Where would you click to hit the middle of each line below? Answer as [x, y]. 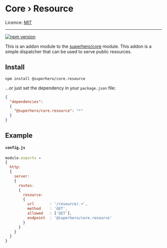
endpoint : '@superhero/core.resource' [70, 218]
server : [22, 176]
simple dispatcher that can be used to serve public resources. [69, 51]
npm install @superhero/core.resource [45, 79]
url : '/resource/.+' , [57, 204]
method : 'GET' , [47, 209]
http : [15, 167]
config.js [15, 148]
